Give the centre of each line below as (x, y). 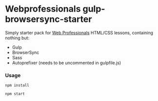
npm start (15, 94)
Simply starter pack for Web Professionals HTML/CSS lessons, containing (79, 33)
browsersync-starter (49, 19)
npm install (17, 85)
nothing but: (17, 38)
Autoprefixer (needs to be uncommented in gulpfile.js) (67, 63)
